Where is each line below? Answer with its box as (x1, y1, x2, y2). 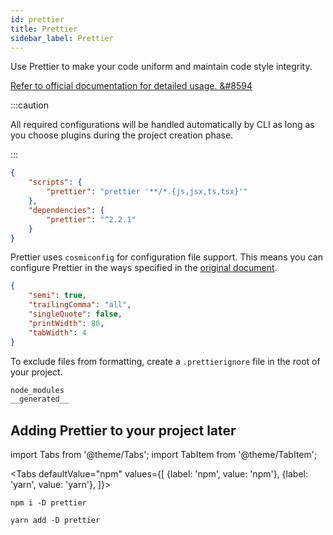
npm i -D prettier (10, 498, 87, 508)
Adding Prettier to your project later (10, 422, 237, 439)
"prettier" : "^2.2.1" (46, 214, 137, 225)
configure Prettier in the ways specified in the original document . (10, 262, 278, 274)
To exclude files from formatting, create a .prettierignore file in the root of (10, 355, 321, 367)
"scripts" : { (28, 177, 83, 188)
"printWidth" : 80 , (28, 318, 105, 328)
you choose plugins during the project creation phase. (10, 129, 234, 141)
